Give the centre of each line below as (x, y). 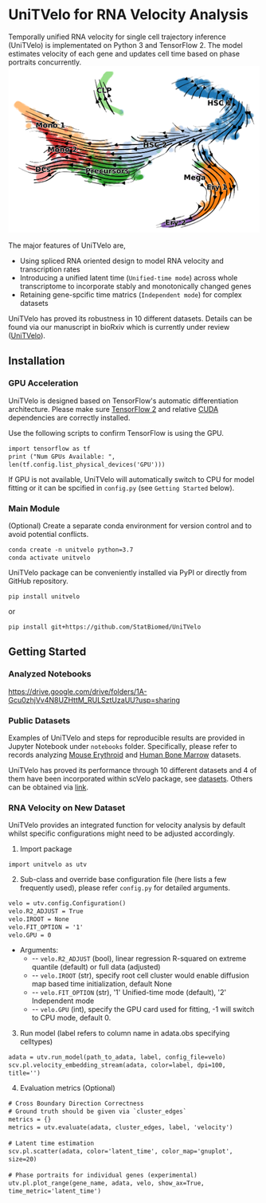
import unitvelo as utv (48, 865)
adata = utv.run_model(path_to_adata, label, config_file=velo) (117, 1057)
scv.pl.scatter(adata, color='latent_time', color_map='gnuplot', (121, 1152)
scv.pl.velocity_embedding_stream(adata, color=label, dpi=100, (117, 1065)
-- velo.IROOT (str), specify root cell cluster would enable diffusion (140, 976)
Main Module (34, 508)
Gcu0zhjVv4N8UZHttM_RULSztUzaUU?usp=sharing (94, 699)
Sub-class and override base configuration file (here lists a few (123, 880)
